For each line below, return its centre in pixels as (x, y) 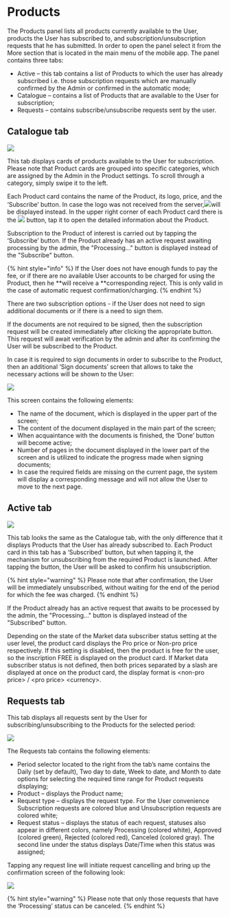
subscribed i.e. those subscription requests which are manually (107, 80)
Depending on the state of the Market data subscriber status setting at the (112, 635)
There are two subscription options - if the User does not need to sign (106, 304)
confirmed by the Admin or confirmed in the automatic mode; (104, 88)
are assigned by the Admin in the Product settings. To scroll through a (106, 175)
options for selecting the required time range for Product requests (110, 779)
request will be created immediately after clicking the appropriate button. (110, 331)
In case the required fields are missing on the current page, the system (117, 472)
